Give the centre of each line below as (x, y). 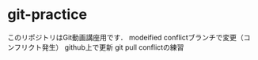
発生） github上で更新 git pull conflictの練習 (113, 47)
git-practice (47, 15)
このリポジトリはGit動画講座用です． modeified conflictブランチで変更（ (126, 37)
